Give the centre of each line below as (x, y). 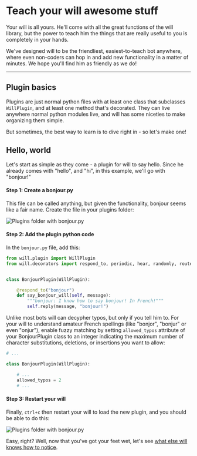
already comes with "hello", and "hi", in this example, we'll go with (86, 170)
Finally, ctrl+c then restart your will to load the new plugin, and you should (96, 412)
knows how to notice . (32, 447)
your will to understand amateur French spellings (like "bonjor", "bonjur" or (96, 324)
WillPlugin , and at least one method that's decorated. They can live (88, 108)
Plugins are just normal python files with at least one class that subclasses (96, 102)
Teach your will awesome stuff (82, 11)
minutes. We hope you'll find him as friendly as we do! (72, 63)
